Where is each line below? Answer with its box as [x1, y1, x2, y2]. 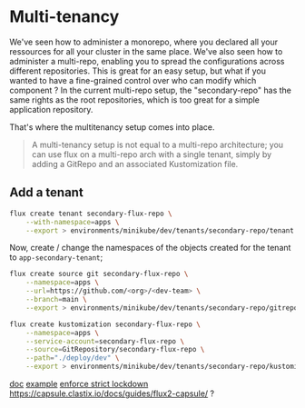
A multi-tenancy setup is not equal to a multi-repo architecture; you [31, 139, 284, 150]
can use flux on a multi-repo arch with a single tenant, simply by [31, 148, 272, 160]
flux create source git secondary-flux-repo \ [9, 270, 189, 279]
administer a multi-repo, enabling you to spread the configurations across [9, 55, 285, 66]
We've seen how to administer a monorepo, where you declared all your [9, 36, 279, 47]
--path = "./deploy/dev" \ [25, 353, 120, 363]
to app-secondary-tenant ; [9, 252, 103, 263]
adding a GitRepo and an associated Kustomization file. [31, 158, 239, 169]
